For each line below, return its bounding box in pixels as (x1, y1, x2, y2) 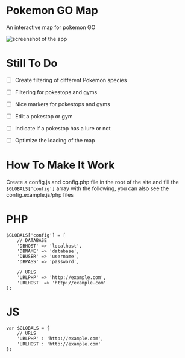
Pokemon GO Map (6, 4, 98, 18)
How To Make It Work (6, 158, 115, 172)
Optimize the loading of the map (14, 137, 95, 144)
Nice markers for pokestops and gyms (14, 101, 110, 107)
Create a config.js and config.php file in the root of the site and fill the (6, 179, 179, 186)
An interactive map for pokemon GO (6, 24, 96, 31)
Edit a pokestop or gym (14, 113, 74, 120)
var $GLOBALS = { (6, 325, 50, 331)
